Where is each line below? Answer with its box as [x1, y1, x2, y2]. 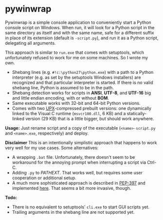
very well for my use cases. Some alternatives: [5, 145, 99, 151]
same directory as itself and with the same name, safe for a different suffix [5, 30, 154, 35]
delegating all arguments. [5, 40, 56, 46]
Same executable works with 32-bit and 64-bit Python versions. [12, 100, 141, 106]
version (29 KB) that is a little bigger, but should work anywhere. [25, 116, 154, 121]
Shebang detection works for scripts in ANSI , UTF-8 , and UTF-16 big [12, 90, 151, 96]
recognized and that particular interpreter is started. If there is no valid [12, 79, 153, 85]
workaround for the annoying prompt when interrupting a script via [12, 159, 146, 165]
